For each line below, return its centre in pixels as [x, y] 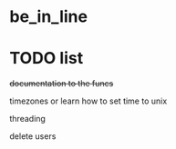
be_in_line [49, 17]
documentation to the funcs [62, 84]
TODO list [47, 59]
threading [27, 119]
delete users [33, 136]
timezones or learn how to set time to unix [88, 101]
